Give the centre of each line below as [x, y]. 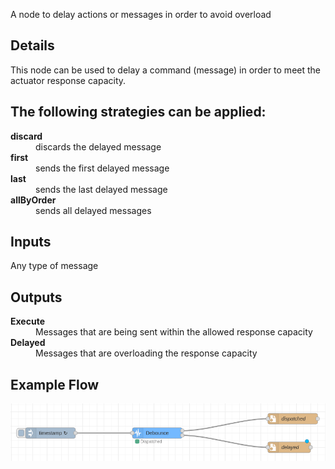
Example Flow [55, 384]
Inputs [31, 242]
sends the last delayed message [101, 189]
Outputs [36, 297]
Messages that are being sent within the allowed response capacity [174, 332]
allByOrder [33, 200]
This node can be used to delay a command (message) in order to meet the [165, 70]
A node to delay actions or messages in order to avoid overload [141, 14]
